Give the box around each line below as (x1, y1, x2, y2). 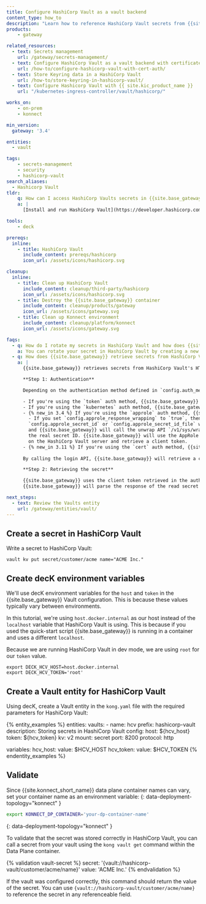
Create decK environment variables (6, 573, 145, 583)
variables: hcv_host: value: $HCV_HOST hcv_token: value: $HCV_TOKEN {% (6, 746, 197, 753)
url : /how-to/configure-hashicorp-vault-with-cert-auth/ (17, 66, 166, 72)
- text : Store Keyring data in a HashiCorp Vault (12, 71, 141, 77)
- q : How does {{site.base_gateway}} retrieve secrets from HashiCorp (12, 354, 196, 360)
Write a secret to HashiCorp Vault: (6, 545, 93, 552)
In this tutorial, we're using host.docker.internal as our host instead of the (6, 615, 196, 622)
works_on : (6, 99, 32, 106)
